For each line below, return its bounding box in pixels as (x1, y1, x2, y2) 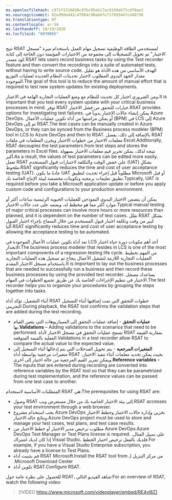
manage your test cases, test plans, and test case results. (13, 420, 135, 426)
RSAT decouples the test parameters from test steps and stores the (6, 143, 148, 149)
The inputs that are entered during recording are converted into (13, 362, 147, 368)
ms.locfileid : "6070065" (6, 31, 59, 36)
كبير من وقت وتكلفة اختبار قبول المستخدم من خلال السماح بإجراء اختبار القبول (6, 218, 154, 224)
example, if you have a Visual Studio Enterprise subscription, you (13, 442, 150, 448)
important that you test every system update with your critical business (6, 99, 156, 105)
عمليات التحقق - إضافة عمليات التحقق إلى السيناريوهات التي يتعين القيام (13, 318, 150, 325)
